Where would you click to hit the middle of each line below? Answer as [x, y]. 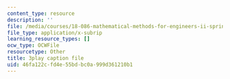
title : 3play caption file [46, 58]
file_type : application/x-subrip [55, 33]
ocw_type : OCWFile [33, 45]
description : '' [30, 20]
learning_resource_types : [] [49, 39]
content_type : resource [41, 13]
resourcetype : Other [37, 52]
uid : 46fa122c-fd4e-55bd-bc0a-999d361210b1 [70, 65]
